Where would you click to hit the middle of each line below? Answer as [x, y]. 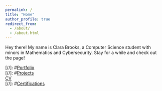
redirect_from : [21, 24]
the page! [15, 58]
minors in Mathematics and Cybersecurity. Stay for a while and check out [81, 52]
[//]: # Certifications [25, 83]
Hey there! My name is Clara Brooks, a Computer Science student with [78, 47]
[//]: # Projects [20, 73]
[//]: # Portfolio [20, 67]
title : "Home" [20, 14]
